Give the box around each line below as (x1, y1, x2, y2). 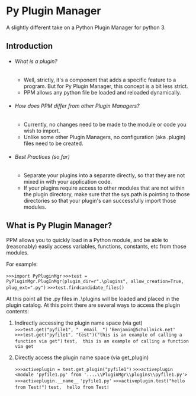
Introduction (6, 41, 53, 51)
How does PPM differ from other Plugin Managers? (14, 102, 140, 109)
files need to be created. (23, 140, 84, 147)
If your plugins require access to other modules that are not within (23, 184, 185, 191)
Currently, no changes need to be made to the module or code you (23, 121, 187, 128)
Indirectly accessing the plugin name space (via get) (14, 319, 143, 326)
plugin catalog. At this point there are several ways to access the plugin (6, 301, 181, 309)
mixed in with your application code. (23, 178, 113, 185)
